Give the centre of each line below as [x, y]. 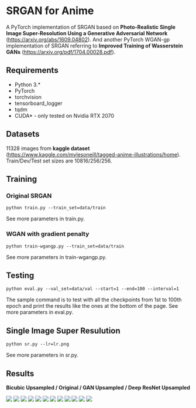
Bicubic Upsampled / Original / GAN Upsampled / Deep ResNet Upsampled [98, 387]
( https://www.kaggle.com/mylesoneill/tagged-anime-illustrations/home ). [93, 154]
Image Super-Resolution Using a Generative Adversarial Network [87, 33]
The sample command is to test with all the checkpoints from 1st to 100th [94, 300]
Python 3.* [27, 84]
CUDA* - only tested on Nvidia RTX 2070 [64, 115]
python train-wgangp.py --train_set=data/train [65, 246]
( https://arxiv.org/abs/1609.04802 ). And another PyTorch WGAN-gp [88, 39]
